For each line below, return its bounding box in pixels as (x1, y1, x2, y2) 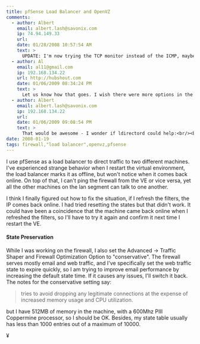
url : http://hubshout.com (17, 75, 82, 81)
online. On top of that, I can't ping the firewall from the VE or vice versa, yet (6, 177, 192, 184)
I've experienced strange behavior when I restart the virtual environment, (6, 164, 186, 171)
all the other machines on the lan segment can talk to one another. (6, 183, 168, 190)
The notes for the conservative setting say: (6, 278, 112, 286)
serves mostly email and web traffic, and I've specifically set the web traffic (6, 259, 192, 267)
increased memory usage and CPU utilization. (20, 296, 133, 304)
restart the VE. (6, 220, 42, 227)
